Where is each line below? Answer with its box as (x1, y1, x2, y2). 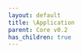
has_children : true (8, 33, 72, 41)
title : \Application (8, 19, 76, 26)
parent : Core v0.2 (8, 26, 68, 34)
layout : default (8, 11, 61, 19)
